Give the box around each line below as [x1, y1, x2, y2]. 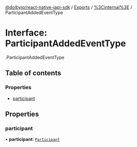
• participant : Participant [5, 136, 60, 142]
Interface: [5, 27, 48, 39]
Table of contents [5, 69, 61, 77]
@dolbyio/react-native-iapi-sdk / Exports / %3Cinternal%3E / [5, 5, 132, 10]
